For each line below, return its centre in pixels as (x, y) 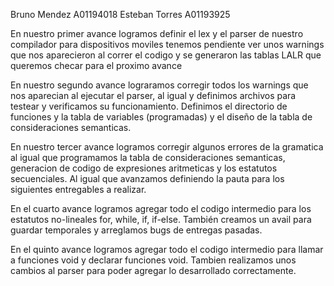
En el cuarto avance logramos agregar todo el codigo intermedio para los (161, 208)
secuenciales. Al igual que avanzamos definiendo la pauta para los (147, 178)
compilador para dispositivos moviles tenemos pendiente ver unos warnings (167, 44)
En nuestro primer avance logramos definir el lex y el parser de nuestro (157, 33)
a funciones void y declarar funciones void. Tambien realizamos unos (153, 260)
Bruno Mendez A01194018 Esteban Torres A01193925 (120, 14)
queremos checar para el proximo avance (96, 65)
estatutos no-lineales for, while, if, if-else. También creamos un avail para (161, 219)
